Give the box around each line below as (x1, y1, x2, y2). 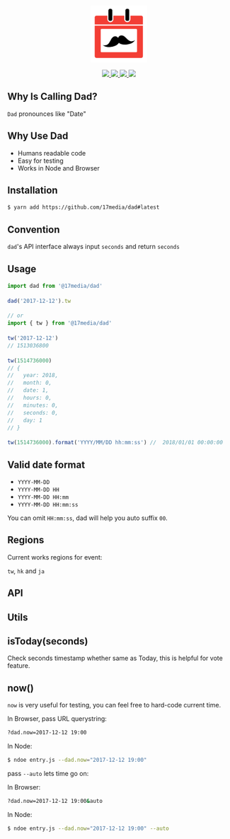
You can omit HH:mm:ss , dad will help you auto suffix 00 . (7, 514, 168, 522)
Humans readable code (17, 149, 86, 157)
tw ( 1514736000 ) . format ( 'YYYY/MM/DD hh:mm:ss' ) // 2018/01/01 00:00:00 (7, 439, 223, 446)
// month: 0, (7, 379, 52, 387)
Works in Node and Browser (17, 163, 100, 172)
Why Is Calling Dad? (7, 91, 98, 103)
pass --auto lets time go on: (7, 769, 89, 777)
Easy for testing (17, 156, 64, 165)
